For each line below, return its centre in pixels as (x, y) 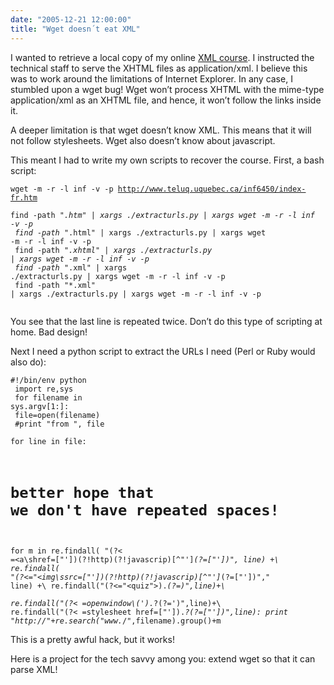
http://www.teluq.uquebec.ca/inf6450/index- (212, 189)
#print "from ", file (59, 424)
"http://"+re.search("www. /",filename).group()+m (116, 621)
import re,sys (44, 389)
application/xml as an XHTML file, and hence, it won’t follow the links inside (166, 100)
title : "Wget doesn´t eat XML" (75, 29)
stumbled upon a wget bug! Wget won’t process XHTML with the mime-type (167, 89)
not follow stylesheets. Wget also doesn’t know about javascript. (143, 140)
